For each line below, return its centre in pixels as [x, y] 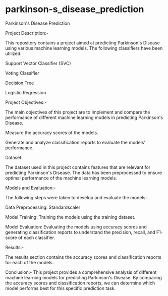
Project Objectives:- [26, 102]
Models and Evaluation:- [31, 188]
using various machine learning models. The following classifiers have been [84, 48]
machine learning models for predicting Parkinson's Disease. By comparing [84, 277]
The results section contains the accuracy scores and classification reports [83, 257]
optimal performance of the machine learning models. [61, 178]
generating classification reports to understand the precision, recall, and [80, 232]
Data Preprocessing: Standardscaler [43, 207]
